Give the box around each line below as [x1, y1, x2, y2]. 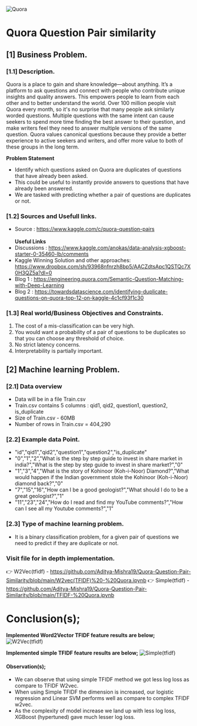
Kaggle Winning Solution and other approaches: [14, 257, 131, 264]
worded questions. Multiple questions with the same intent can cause [6, 112, 175, 119]
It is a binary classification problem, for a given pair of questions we [14, 533, 179, 540]
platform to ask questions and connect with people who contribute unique [6, 87, 185, 94]
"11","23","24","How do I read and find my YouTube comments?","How [14, 499, 183, 506]
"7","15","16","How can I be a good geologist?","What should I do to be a [14, 486, 188, 493]
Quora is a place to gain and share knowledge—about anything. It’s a [6, 80, 173, 88]
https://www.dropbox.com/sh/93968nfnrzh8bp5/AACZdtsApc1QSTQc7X [14, 263, 191, 270]
